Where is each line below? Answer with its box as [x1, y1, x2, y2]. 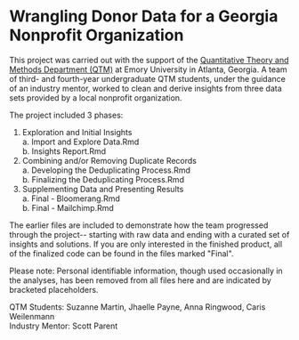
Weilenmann [9, 311, 55, 321]
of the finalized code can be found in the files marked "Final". [9, 247, 234, 259]
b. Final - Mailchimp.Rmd [21, 202, 114, 213]
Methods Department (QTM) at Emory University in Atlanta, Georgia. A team [9, 64, 287, 75]
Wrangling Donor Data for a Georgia [9, 6, 279, 27]
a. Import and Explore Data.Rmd [21, 136, 140, 147]
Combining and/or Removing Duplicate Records [21, 155, 198, 166]
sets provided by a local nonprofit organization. [9, 92, 182, 103]
